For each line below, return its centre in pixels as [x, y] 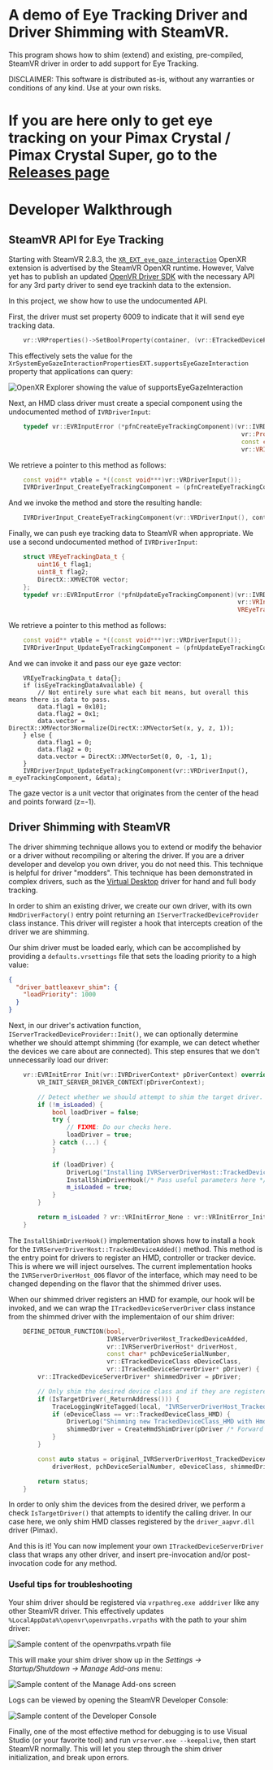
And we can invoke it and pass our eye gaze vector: [95, 663]
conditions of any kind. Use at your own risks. [85, 88]
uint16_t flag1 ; [65, 565]
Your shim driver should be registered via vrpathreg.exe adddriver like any [134, 1602]
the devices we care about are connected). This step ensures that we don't [134, 1052]
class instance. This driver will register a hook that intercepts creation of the [136, 923]
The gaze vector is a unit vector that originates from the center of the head [134, 793]
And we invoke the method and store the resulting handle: [105, 503]
